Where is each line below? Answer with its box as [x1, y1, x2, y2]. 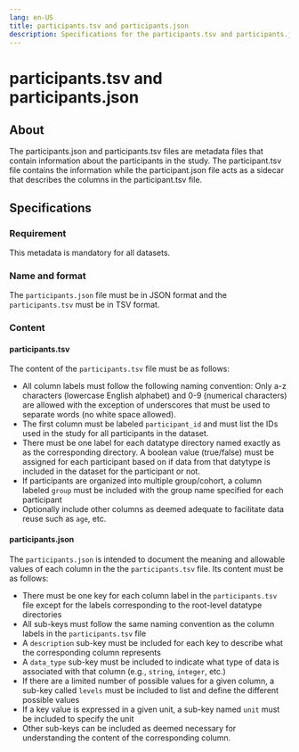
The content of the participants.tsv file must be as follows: [9, 363, 230, 375]
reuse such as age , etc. [21, 514, 107, 525]
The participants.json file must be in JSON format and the [9, 290, 227, 301]
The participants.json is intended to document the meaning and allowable [9, 554, 286, 565]
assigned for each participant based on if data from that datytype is [21, 457, 271, 467]
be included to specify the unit [21, 713, 134, 723]
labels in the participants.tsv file [21, 628, 147, 639]
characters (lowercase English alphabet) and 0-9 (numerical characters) [21, 390, 287, 401]
